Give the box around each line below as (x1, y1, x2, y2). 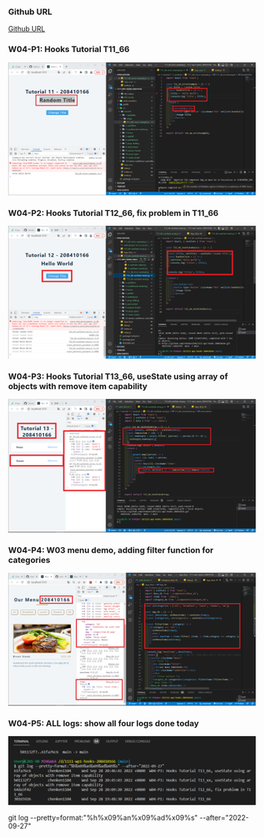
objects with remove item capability (8, 380, 148, 391)
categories (8, 554, 51, 565)
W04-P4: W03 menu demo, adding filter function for (8, 544, 214, 555)
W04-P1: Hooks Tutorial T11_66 (8, 44, 130, 55)
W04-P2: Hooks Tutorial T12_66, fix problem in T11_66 (8, 207, 218, 218)
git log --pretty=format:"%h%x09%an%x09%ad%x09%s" (8, 813, 198, 822)
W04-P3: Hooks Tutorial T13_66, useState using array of (8, 371, 229, 382)
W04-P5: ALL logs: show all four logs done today (8, 717, 200, 728)
